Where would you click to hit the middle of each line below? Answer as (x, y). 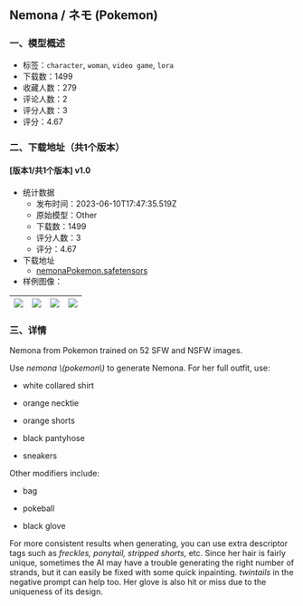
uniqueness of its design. (57, 592)
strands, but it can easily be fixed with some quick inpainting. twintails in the (151, 572)
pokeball (38, 508)
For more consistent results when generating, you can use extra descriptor (148, 543)
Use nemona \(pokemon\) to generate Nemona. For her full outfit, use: (140, 368)
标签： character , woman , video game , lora (98, 64)
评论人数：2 (45, 99)
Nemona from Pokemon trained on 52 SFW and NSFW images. (126, 351)
